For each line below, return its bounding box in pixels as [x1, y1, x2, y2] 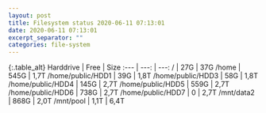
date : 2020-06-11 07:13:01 [8, 26, 98, 34]
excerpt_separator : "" [8, 33, 83, 42]
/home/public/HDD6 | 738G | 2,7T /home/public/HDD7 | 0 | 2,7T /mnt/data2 [8, 88, 256, 97]
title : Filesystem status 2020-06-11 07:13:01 [8, 19, 165, 27]
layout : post [8, 11, 52, 20]
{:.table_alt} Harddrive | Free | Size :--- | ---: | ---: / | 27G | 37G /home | [8, 62, 241, 72]
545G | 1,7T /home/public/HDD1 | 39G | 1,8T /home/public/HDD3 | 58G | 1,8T [8, 71, 258, 81]
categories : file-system [8, 41, 91, 49]
